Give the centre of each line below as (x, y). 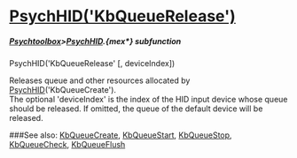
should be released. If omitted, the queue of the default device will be (136, 109)
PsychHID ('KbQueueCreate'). (63, 90)
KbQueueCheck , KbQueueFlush (67, 145)
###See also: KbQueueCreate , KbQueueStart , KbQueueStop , (121, 135)
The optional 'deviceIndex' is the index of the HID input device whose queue (148, 100)
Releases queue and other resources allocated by (100, 80)
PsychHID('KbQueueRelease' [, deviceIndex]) (92, 64)
